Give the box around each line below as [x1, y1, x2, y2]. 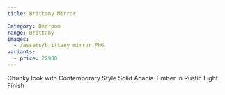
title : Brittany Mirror [7, 10, 77, 17]
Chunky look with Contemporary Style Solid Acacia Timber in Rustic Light [7, 74, 218, 82]
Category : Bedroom [7, 22, 61, 30]
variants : [7, 49, 36, 55]
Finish [7, 81, 24, 89]
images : [7, 35, 30, 42]
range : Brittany [7, 29, 54, 36]
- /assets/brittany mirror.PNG [13, 42, 104, 49]
